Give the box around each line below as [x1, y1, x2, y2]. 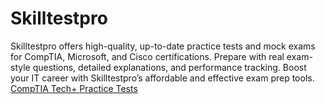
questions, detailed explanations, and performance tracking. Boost [32, 61, 307, 73]
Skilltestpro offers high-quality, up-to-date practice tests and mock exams [10, 40, 316, 52]
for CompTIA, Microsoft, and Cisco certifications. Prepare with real [10, 50, 285, 62]
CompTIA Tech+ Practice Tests [10, 82, 138, 94]
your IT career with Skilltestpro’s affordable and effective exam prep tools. [10, 72, 315, 84]
